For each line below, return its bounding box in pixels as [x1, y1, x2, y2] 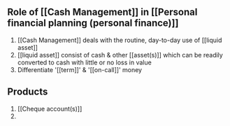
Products [7, 86, 48, 98]
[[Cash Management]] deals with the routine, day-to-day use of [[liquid [17, 36, 222, 44]
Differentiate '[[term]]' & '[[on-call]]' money [17, 65, 142, 73]
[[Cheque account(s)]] [17, 104, 82, 113]
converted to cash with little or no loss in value [17, 58, 152, 66]
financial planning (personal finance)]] [7, 17, 179, 29]
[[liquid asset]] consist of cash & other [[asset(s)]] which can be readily [17, 50, 224, 59]
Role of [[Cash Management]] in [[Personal [7, 6, 198, 18]
